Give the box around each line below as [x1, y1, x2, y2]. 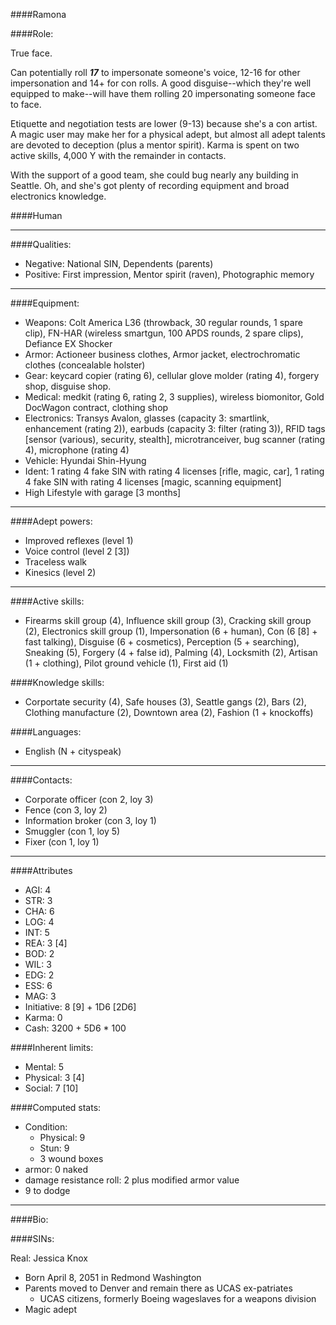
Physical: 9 [39, 1132, 86, 1143]
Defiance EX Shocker [24, 338, 113, 349]
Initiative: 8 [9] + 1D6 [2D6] [24, 1001, 137, 1013]
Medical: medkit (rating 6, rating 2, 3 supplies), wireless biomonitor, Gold [24, 391, 325, 403]
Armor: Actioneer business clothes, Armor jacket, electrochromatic [24, 349, 301, 360]
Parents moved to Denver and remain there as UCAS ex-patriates [24, 1282, 293, 1294]
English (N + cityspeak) [24, 745, 122, 757]
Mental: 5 [24, 1061, 65, 1073]
